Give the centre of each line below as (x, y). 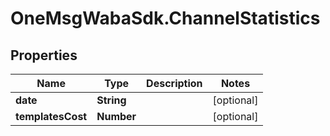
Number (116, 116)
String (111, 100)
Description (174, 83)
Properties (44, 55)
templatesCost (51, 116)
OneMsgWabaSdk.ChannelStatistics (165, 18)
